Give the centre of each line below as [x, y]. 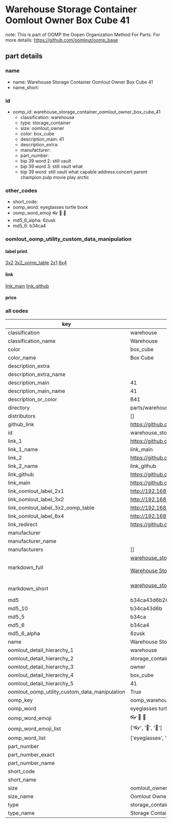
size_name [21, 796]
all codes [17, 311]
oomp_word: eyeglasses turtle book [50, 207]
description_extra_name [37, 375]
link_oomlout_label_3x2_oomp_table [51, 508]
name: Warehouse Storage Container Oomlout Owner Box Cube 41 [83, 82]
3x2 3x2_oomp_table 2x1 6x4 [36, 263]
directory [19, 408]
